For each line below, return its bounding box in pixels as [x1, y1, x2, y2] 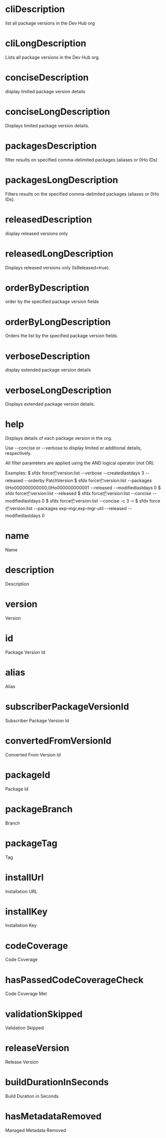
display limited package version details [5, 88, 85, 94]
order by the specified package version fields [5, 298, 99, 304]
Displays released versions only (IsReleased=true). [5, 264, 110, 270]
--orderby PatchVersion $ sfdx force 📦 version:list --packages [24, 477, 152, 483]
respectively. [5, 450, 32, 456]
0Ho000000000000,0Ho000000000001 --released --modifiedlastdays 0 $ [5, 485, 161, 491]
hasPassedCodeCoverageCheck [5, 974, 144, 986]
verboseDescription [5, 350, 90, 362]
